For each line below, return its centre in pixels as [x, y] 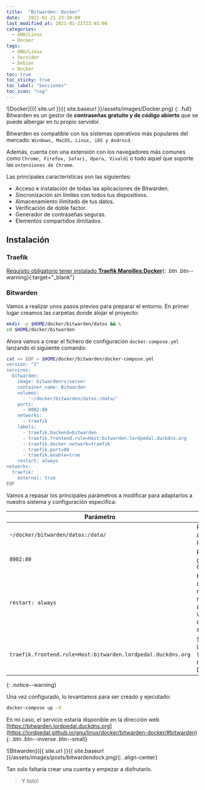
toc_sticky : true [28, 80]
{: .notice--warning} [31, 684]
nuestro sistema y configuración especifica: [62, 501]
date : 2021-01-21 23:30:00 [43, 18]
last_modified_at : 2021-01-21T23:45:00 [57, 23]
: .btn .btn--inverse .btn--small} [48, 739]
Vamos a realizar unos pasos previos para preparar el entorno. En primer [98, 306]
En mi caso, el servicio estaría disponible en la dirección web [83, 719]
